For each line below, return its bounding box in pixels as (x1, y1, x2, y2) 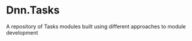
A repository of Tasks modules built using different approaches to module (6, 23, 186, 30)
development (6, 29, 39, 36)
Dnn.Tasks (6, 4, 60, 17)
